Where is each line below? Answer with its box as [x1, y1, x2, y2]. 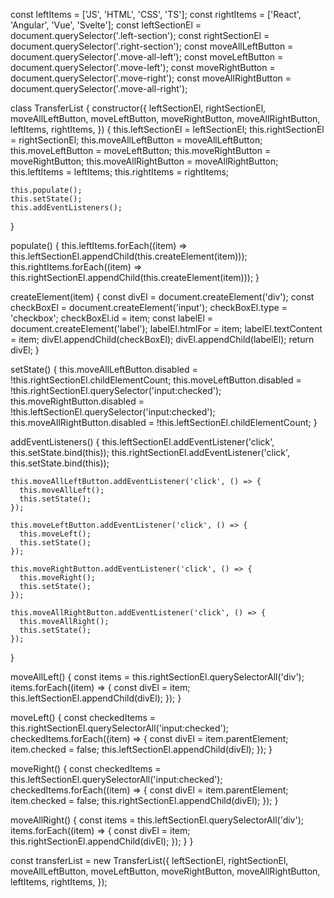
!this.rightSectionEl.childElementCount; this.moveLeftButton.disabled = [10, 374, 302, 386]
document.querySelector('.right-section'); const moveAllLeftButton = [10, 40, 294, 52]
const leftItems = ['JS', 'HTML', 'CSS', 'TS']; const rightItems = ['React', [10, 9, 302, 20]
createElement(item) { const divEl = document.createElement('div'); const [10, 291, 315, 303]
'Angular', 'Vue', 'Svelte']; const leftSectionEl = [10, 19, 202, 31]
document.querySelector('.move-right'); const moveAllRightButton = [10, 72, 292, 84]
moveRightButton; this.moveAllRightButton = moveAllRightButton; [10, 155, 279, 167]
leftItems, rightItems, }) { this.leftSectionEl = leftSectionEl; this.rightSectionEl [10, 124, 325, 135]
